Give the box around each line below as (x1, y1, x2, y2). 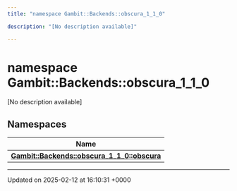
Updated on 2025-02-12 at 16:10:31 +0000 (7, 175, 131, 184)
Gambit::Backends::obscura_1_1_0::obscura (11, 151, 162, 161)
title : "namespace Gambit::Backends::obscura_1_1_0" (7, 10, 166, 18)
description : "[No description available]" (7, 23, 138, 30)
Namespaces (7, 118, 67, 130)
